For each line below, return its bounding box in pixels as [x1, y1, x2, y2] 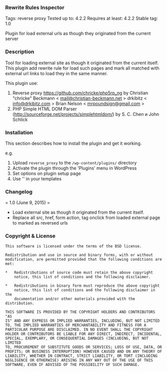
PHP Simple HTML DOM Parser [12, 106, 77, 112]
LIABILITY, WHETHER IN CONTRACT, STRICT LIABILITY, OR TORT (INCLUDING [5, 353, 157, 358]
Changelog [5, 188, 32, 195]
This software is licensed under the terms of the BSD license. [5, 244, 142, 249]
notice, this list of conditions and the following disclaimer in [14, 288, 155, 293]
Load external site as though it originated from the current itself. [12, 210, 144, 216]
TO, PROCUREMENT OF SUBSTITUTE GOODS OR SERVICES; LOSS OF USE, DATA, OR [5, 345, 162, 350]
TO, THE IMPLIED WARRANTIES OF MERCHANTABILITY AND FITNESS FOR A [5, 323, 146, 328]
